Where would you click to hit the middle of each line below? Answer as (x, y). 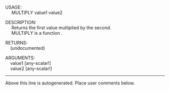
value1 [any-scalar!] (31, 63)
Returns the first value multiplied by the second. (61, 28)
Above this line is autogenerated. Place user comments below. (70, 83)
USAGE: (13, 7)
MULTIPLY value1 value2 (37, 13)
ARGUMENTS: (20, 58)
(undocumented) (28, 48)
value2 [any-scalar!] (31, 68)
